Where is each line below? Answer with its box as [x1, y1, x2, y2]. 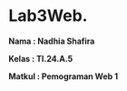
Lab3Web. [8, 5, 88, 26]
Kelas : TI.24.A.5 [8, 53, 73, 64]
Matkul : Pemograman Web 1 [8, 70, 119, 82]
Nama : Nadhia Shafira [8, 35, 95, 46]
